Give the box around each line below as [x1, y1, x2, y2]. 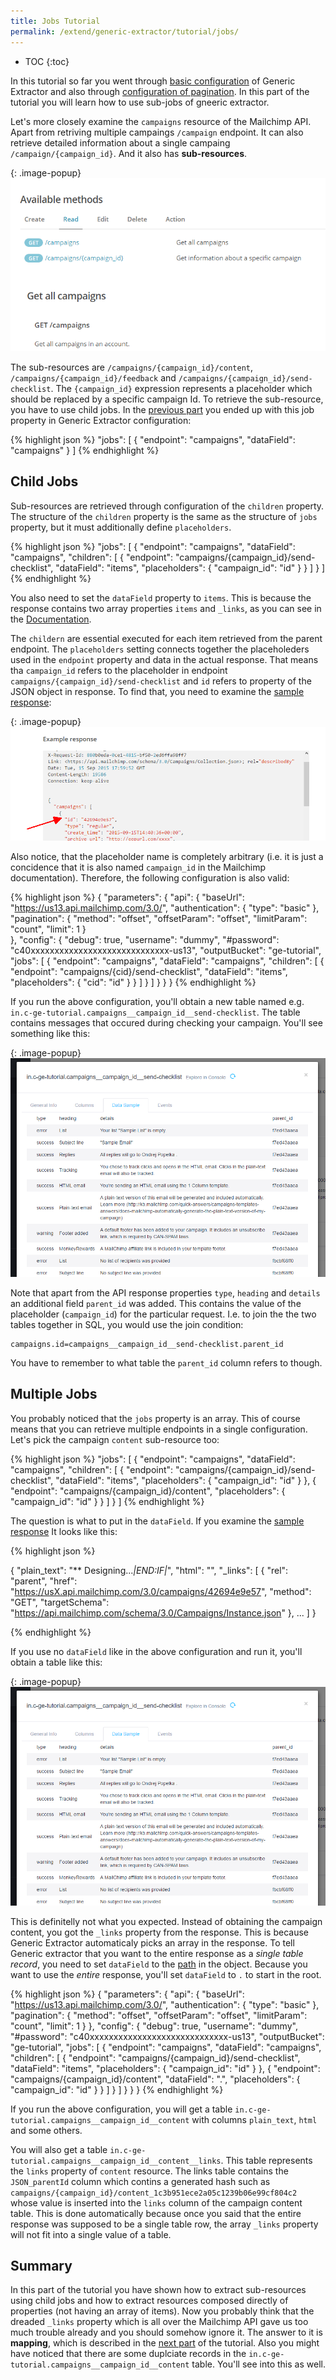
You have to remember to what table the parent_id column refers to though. [10, 1356, 323, 1369]
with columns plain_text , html [191, 2113, 318, 2125]
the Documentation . [10, 613, 92, 625]
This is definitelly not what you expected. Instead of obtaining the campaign [10, 1915, 323, 1927]
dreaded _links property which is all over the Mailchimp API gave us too [10, 2316, 309, 2328]
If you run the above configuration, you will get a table [10, 2103, 233, 2115]
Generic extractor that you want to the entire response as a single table [10, 1947, 304, 1959]
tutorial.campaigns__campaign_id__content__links [10, 2156, 222, 2166]
